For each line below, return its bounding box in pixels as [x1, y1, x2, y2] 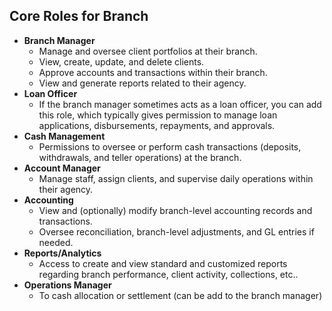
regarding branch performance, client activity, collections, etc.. [38, 268, 299, 280]
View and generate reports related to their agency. [38, 77, 247, 89]
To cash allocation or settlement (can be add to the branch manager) [38, 289, 323, 301]
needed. [38, 236, 74, 248]
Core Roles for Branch [9, 8, 149, 25]
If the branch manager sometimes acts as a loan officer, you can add [38, 98, 322, 110]
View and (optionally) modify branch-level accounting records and [38, 204, 313, 216]
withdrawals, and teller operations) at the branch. [38, 151, 242, 163]
